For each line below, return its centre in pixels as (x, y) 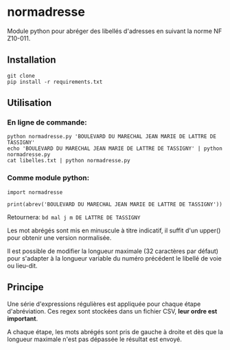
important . (23, 318)
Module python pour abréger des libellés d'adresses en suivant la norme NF (115, 31)
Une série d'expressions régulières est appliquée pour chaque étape (104, 304)
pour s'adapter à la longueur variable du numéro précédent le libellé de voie (114, 258)
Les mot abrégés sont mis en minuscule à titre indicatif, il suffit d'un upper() (114, 230)
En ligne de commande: (47, 122)
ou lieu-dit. (22, 265)
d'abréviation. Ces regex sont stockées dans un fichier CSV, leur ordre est (112, 311)
